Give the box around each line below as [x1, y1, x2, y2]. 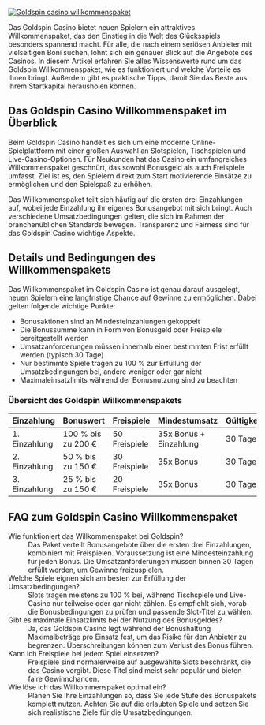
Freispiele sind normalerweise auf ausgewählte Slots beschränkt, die [28, 657, 252, 667]
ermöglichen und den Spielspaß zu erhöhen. [8, 179, 153, 189]
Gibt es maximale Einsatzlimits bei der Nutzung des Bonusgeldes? [8, 615, 223, 625]
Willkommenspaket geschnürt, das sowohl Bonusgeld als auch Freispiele [8, 163, 244, 172]
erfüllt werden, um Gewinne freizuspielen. [28, 565, 164, 574]
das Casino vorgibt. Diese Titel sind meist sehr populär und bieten [28, 665, 242, 675]
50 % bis [62, 450, 96, 462]
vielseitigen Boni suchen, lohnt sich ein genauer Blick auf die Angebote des [8, 48, 253, 57]
